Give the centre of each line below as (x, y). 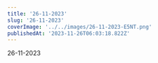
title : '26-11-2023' (38, 14)
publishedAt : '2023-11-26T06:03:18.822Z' (69, 33)
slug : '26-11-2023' (36, 20)
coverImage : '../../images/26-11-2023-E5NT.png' (80, 27)
